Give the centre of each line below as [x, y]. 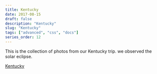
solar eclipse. [19, 56]
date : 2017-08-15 [23, 14]
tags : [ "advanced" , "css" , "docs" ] [42, 33]
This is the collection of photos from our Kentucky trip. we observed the [78, 51]
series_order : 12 [23, 37]
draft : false [19, 19]
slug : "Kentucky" [23, 28]
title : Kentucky [22, 10]
